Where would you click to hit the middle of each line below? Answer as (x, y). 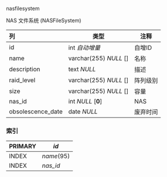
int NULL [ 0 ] (85, 101)
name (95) (56, 156)
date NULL (83, 112)
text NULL (82, 69)
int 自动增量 (84, 48)
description (25, 69)
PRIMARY (23, 147)
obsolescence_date (36, 112)
